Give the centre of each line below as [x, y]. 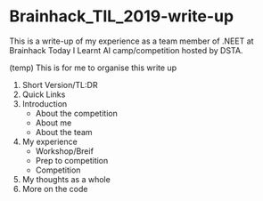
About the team [64, 132]
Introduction [45, 103]
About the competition [76, 113]
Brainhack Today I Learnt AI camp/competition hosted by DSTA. [126, 50]
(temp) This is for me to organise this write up [93, 68]
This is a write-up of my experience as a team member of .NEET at [131, 41]
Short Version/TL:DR [60, 84]
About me [53, 123]
